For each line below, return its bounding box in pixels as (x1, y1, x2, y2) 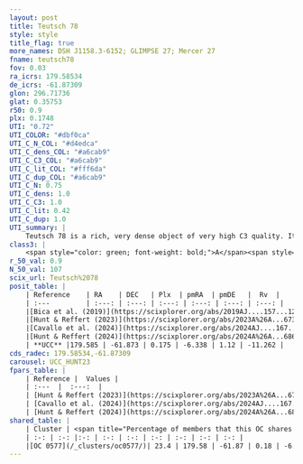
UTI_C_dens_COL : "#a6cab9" (9, 147, 111, 156)
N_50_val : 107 (9, 265, 63, 274)
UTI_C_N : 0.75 (9, 181, 63, 190)
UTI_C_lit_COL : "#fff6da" (9, 164, 106, 173)
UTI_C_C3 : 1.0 (9, 198, 63, 208)
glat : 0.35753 (9, 97, 63, 107)
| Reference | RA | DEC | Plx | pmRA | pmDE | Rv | (25, 290, 280, 299)
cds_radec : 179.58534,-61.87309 (9, 348, 131, 357)
